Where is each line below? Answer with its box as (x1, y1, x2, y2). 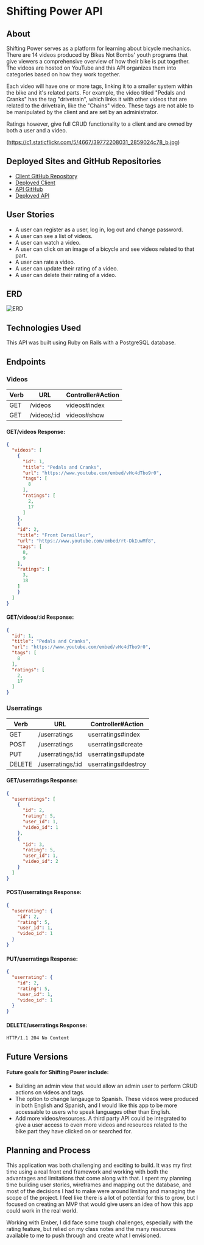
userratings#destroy (88, 760, 146, 768)
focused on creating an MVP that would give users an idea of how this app (6, 1200, 194, 1208)
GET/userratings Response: (6, 777, 78, 784)
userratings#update (88, 749, 145, 758)
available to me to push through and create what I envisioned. (6, 1232, 161, 1239)
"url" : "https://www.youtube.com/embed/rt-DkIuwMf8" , (17, 538, 157, 544)
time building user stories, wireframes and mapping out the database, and (6, 1181, 192, 1188)
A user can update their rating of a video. (15, 264, 119, 272)
